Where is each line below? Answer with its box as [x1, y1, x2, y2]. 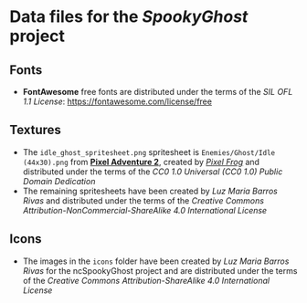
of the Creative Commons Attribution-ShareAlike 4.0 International [22, 275, 270, 286]
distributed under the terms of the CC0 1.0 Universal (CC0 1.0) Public [22, 166, 283, 177]
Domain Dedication [22, 175, 96, 186]
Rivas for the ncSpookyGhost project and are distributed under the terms [22, 265, 298, 276]
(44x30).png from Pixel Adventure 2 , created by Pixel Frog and [22, 156, 260, 167]
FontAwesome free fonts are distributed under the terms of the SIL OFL [22, 87, 293, 97]
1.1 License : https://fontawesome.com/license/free [22, 96, 213, 107]
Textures [9, 122, 62, 138]
